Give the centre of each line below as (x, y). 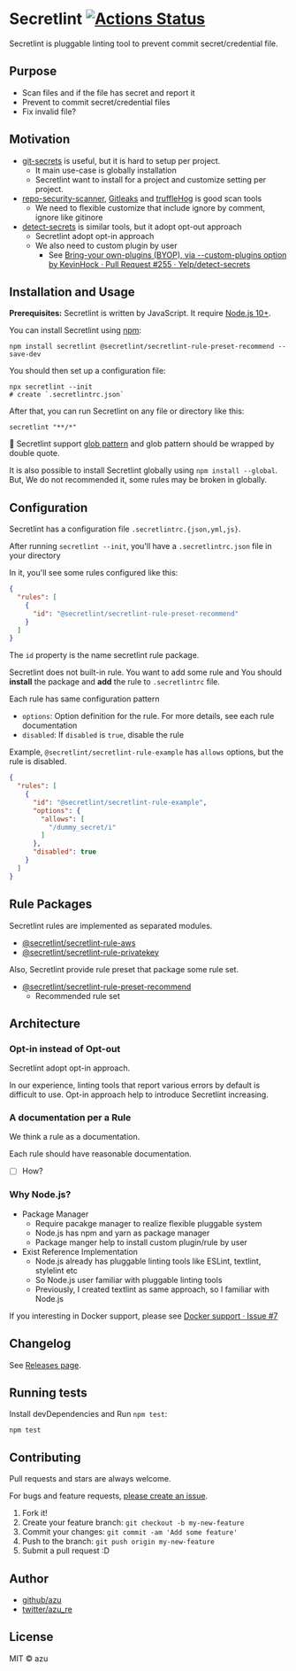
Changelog (40, 1344)
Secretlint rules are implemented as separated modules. (111, 925)
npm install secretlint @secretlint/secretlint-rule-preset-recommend (142, 347)
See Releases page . (46, 1365)
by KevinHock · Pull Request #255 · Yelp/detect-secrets (149, 264)
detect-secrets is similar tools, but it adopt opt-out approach (132, 227)
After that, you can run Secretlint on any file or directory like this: (127, 411)
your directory (35, 556)
